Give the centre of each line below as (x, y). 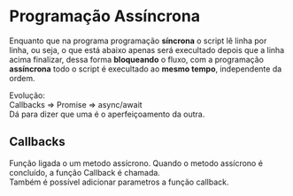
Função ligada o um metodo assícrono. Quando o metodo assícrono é (136, 163)
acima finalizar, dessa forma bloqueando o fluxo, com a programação (136, 59)
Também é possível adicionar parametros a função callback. (119, 182)
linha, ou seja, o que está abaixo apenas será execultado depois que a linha (147, 49)
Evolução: (27, 95)
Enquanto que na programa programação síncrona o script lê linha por (138, 41)
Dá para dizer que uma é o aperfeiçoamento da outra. (107, 114)
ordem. (22, 78)
